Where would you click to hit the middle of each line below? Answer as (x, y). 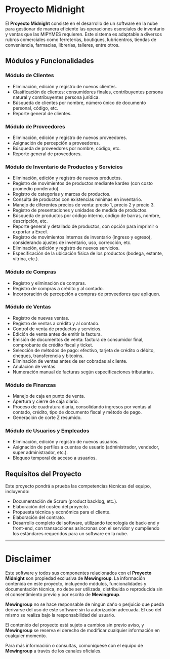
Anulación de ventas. (34, 366)
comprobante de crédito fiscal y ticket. (53, 345)
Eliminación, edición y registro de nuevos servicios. (66, 248)
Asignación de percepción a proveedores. (56, 143)
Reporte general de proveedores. (47, 154)
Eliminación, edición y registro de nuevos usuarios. (66, 442)
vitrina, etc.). (26, 259)
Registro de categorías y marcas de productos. (61, 194)
